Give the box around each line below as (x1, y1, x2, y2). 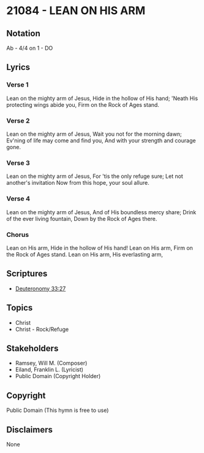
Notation (6, 28, 41, 39)
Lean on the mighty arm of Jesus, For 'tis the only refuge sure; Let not (6, 172, 184, 180)
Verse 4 (6, 195, 31, 203)
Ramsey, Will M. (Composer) (15, 360, 88, 367)
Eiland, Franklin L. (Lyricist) (15, 366, 84, 373)
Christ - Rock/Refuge (15, 325, 69, 333)
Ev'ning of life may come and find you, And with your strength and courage (6, 136, 196, 144)
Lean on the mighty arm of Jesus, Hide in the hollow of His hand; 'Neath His (6, 95, 198, 102)
